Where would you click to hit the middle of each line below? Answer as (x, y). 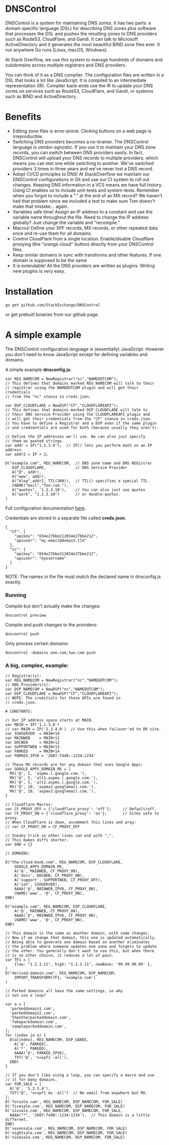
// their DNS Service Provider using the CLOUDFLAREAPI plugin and (78, 414)
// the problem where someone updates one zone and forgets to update (81, 947)
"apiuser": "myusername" (40, 558)
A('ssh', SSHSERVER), (37, 885)
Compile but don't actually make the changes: (53, 606)
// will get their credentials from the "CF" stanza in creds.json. (79, 419)
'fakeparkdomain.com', (34, 1022)
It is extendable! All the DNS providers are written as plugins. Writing (84, 265)
